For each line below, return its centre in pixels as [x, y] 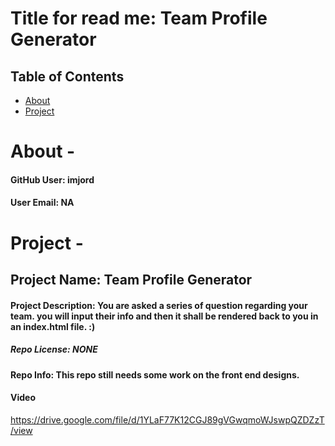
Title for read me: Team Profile [139, 18]
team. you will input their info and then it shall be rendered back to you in [164, 316]
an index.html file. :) [53, 326]
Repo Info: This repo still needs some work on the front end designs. [155, 374]
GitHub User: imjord [52, 179]
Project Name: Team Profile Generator [131, 279]
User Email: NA [42, 203]
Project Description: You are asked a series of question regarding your [159, 305]
